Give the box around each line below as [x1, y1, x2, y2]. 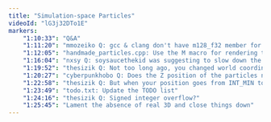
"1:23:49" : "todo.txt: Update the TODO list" [23, 86, 179, 95]
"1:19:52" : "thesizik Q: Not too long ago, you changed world [23, 64, 236, 72]
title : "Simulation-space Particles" [8, 11, 135, 20]
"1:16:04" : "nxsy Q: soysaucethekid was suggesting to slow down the [23, 57, 262, 65]
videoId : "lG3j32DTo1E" [8, 19, 89, 27]
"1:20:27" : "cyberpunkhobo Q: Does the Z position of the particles [23, 71, 258, 79]
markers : [8, 26, 38, 35]
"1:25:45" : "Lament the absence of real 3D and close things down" [23, 101, 254, 109]
